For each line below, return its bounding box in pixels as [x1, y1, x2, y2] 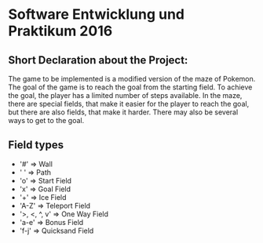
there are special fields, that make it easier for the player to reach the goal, [8, 100, 250, 108]
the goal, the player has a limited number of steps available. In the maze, [8, 91, 243, 100]
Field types [8, 139, 64, 152]
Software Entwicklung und [8, 5, 185, 24]
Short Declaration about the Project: [8, 53, 188, 67]
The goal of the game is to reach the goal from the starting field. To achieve [8, 82, 253, 92]
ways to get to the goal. [8, 116, 85, 125]
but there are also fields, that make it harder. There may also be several [8, 107, 239, 117]
